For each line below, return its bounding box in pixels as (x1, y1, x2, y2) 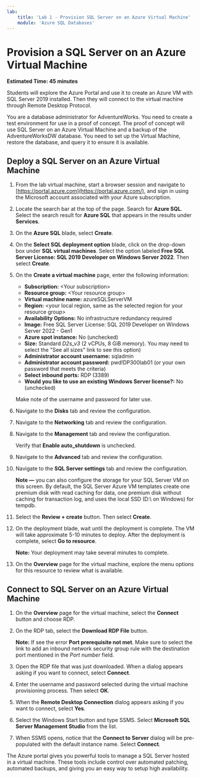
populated (15, 740, 41, 748)
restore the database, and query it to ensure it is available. (7, 139, 149, 146)
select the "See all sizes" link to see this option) (24, 346, 142, 354)
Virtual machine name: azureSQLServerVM (24, 296, 133, 303)
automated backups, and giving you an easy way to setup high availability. (7, 764, 189, 771)
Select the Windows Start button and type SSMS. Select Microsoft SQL (15, 716, 190, 723)
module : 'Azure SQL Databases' (17, 20, 95, 26)
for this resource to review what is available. (15, 567, 124, 574)
